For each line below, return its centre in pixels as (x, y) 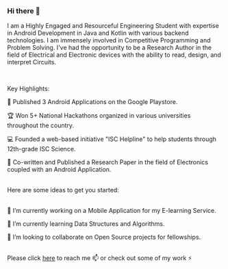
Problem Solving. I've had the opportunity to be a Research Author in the (110, 48)
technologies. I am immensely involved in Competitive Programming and (109, 40)
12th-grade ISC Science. (41, 149)
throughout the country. (40, 125)
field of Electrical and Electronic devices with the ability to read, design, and (114, 55)
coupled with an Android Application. (59, 170)
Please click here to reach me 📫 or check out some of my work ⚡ (100, 258)
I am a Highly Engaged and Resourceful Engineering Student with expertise (113, 26)
